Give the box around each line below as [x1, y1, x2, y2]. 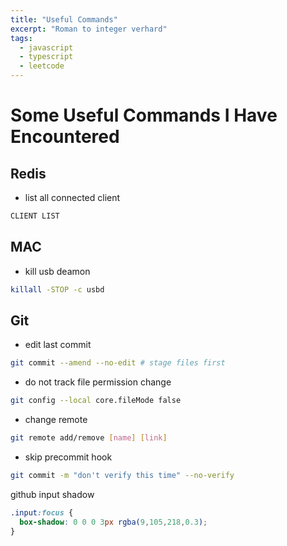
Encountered [10, 126, 120, 148]
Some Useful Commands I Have [10, 104, 278, 127]
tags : [10, 33, 33, 43]
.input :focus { [10, 507, 74, 518]
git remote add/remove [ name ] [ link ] [10, 433, 168, 443]
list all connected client [24, 192, 121, 203]
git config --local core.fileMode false [10, 396, 182, 406]
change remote [24, 414, 88, 426]
